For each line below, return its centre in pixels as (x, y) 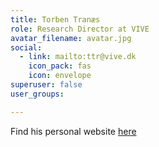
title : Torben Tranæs (55, 19)
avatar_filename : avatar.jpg (71, 38)
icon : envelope (60, 76)
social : (26, 47)
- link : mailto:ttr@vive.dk (78, 57)
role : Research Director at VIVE (80, 29)
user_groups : (37, 94)
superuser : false (46, 85)
